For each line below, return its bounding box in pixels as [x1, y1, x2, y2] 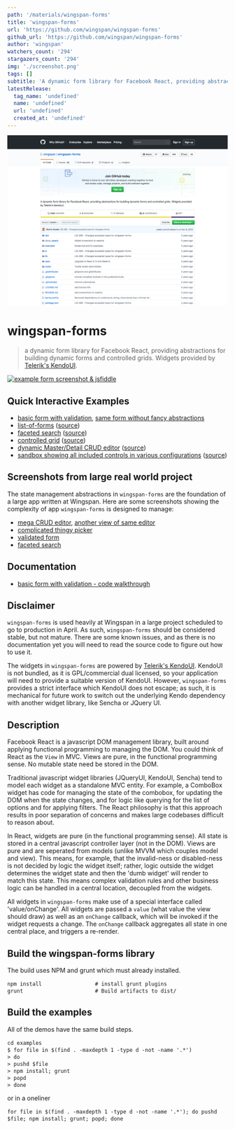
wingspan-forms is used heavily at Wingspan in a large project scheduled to [7, 618, 223, 627]
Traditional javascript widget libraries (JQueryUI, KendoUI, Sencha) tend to [7, 774, 222, 782]
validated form [17, 533, 59, 541]
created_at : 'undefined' [13, 115, 86, 122]
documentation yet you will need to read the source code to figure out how [7, 641, 223, 649]
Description [7, 719, 59, 731]
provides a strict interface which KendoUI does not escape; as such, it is [7, 684, 216, 693]
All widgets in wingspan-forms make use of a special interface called [7, 897, 203, 906]
